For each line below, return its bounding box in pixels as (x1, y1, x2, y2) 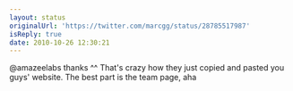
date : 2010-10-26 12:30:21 (9, 37, 110, 47)
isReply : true (9, 29, 63, 38)
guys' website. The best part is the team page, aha (9, 72, 197, 83)
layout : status (9, 12, 66, 22)
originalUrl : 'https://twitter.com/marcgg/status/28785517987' (9, 21, 251, 30)
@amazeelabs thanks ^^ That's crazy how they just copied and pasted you (9, 62, 285, 73)
